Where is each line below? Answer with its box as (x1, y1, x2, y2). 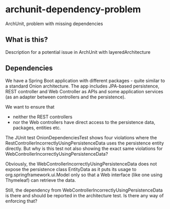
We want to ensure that (5, 103, 55, 110)
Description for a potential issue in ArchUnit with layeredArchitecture (5, 49, 150, 55)
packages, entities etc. (12, 124, 61, 131)
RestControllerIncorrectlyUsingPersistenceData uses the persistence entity (5, 140, 164, 146)
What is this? (5, 35, 48, 44)
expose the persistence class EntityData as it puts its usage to (5, 166, 137, 172)
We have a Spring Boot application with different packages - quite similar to (5, 77, 165, 83)
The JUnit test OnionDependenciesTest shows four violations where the (5, 134, 157, 140)
